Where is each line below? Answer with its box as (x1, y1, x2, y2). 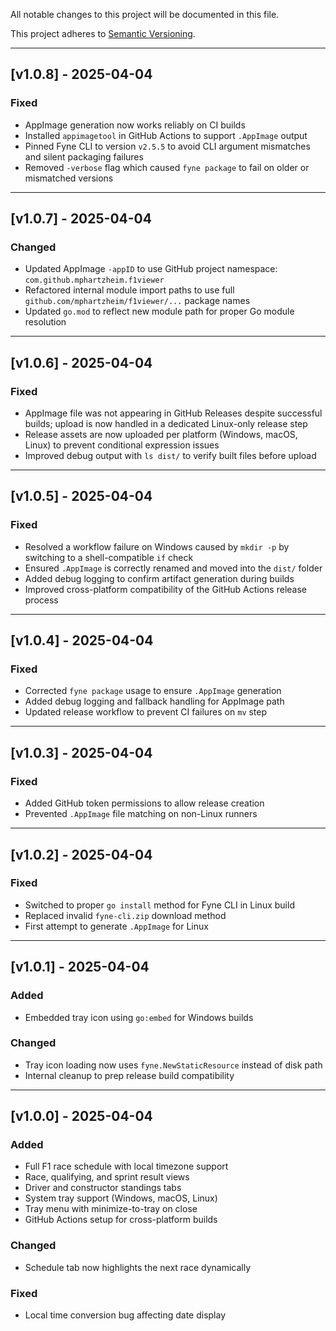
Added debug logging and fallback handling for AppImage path (24, 695, 285, 708)
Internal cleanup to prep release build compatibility (24, 1069, 235, 1081)
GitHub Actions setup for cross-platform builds (24, 1214, 218, 1226)
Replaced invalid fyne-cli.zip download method (24, 909, 227, 921)
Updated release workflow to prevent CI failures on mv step (24, 706, 268, 718)
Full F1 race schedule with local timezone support (24, 1160, 229, 1173)
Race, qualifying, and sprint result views (24, 1171, 190, 1183)
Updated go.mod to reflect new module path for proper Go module (24, 305, 295, 318)
